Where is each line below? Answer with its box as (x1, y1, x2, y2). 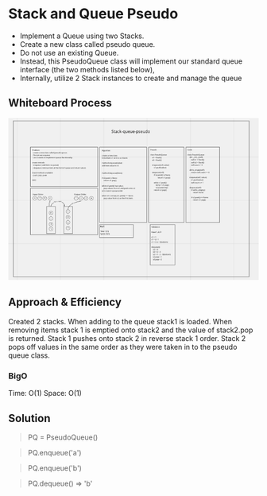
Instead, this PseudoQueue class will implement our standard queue (19, 56, 243, 66)
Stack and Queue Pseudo (8, 5, 179, 23)
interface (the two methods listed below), (19, 64, 155, 74)
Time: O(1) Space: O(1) (8, 389, 82, 398)
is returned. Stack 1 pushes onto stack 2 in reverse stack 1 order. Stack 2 (8, 333, 246, 343)
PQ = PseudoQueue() (27, 432, 99, 442)
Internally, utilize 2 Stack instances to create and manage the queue (19, 73, 242, 83)
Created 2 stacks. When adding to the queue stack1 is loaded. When (8, 316, 233, 326)
